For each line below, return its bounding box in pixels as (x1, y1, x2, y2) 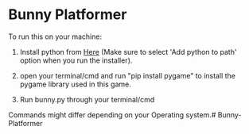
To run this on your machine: (8, 32, 102, 41)
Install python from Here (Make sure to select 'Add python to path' (19, 47, 237, 56)
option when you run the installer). (19, 56, 133, 65)
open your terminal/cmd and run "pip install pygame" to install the (19, 71, 236, 80)
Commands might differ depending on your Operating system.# (8, 109, 216, 120)
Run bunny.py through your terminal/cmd (19, 94, 155, 104)
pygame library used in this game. (19, 79, 131, 89)
